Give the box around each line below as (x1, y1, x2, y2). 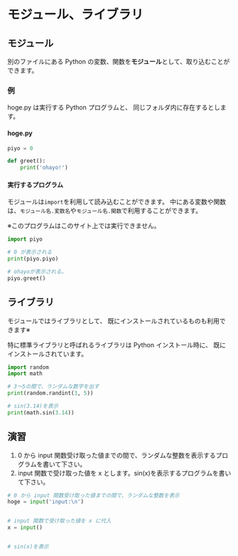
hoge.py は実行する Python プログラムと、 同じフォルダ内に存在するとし (7, 103, 220, 112)
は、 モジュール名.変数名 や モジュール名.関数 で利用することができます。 (7, 206, 202, 215)
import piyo (7, 236, 43, 243)
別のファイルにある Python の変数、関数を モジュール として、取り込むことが (7, 58, 230, 65)
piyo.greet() (7, 275, 46, 282)
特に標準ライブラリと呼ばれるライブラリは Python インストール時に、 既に (7, 340, 226, 349)
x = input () (7, 524, 43, 531)
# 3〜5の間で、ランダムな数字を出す (7, 383, 99, 390)
